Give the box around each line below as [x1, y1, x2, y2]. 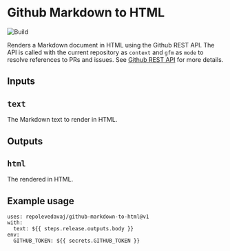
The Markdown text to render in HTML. [7, 116, 118, 124]
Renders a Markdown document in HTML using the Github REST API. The [7, 41, 215, 49]
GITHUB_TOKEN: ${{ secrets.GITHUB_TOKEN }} [13, 237, 140, 245]
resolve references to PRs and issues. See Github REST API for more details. [7, 55, 224, 63]
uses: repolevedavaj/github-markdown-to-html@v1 [7, 213, 149, 221]
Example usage [7, 195, 74, 207]
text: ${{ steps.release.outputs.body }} [13, 226, 134, 232]
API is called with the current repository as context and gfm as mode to [7, 48, 204, 56]
